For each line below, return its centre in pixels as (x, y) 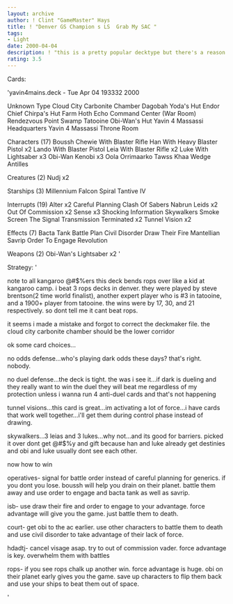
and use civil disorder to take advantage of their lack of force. (96, 534)
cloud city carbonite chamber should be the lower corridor (91, 331)
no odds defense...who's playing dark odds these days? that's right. (104, 358)
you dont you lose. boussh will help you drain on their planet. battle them (111, 485)
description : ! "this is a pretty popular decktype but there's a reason (116, 53)
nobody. (19, 365)
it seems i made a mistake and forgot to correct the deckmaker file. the (109, 324)
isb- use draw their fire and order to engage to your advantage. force (106, 506)
